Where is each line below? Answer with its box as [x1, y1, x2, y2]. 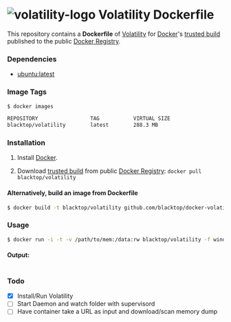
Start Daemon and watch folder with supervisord [16, 300, 155, 308]
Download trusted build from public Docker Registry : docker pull [16, 167, 202, 175]
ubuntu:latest [16, 70, 55, 79]
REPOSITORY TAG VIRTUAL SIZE [7, 115, 170, 122]
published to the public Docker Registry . [7, 37, 121, 45]
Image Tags [7, 87, 47, 97]
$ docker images [7, 103, 54, 110]
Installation [7, 138, 46, 148]
